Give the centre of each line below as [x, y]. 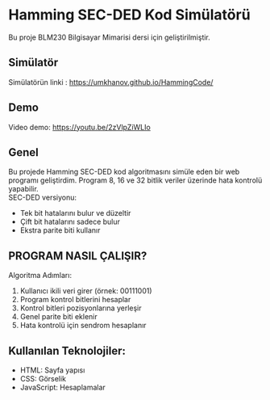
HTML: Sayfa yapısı [52, 370]
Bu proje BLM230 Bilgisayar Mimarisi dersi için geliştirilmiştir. [110, 37]
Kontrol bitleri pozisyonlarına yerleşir [81, 308]
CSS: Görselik [43, 379]
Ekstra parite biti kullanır [60, 230]
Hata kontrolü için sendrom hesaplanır [83, 326]
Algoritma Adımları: [40, 276]
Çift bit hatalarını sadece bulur [70, 222]
